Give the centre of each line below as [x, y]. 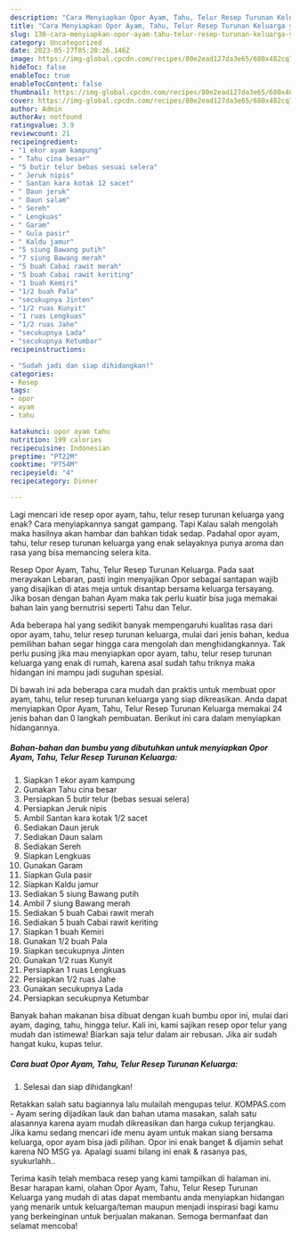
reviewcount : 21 [40, 134]
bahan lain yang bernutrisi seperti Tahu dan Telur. [101, 607]
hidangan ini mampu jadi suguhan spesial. [87, 672]
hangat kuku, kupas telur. [57, 1043]
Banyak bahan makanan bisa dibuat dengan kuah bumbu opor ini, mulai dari [149, 1015]
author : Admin [36, 109]
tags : [20, 391]
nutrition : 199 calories [56, 440]
